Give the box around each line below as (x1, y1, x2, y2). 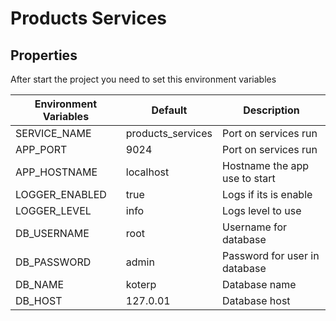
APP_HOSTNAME (15, 165, 98, 179)
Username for (222, 220, 288, 234)
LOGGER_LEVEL (15, 204, 92, 217)
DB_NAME (15, 278, 65, 291)
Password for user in (222, 249, 320, 262)
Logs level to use (222, 204, 302, 217)
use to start (222, 172, 276, 185)
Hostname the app (222, 159, 310, 172)
